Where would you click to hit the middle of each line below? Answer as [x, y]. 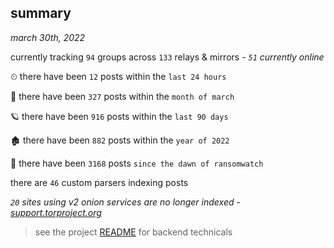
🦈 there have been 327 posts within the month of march [122, 96]
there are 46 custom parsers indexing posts [99, 182]
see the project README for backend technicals [133, 232]
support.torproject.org [56, 212]
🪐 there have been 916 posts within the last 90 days [119, 116]
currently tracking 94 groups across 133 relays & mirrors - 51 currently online [167, 57]
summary [41, 13]
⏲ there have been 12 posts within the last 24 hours [118, 76]
